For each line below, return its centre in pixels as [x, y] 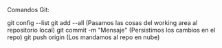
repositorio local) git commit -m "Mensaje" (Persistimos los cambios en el [111, 30]
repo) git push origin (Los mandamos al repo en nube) [84, 37]
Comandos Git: [28, 10]
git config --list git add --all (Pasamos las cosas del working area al [102, 23]
